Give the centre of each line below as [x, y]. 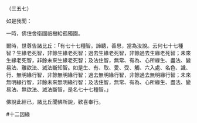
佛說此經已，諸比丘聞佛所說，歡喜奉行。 [55, 102]
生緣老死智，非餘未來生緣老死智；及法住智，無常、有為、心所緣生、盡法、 [96, 60]
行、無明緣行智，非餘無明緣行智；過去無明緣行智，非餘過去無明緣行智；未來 [98, 75]
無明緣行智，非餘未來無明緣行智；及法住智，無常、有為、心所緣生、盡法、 [96, 82]
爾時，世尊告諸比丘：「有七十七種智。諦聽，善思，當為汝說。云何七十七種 [95, 46]
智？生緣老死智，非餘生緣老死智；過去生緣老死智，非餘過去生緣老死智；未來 [98, 53]
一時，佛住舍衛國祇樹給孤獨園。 [45, 33]
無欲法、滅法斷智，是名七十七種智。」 [66, 89]
